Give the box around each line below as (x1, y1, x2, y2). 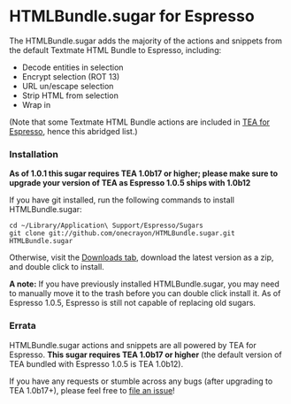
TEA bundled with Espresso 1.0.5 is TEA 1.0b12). (9, 358, 184, 369)
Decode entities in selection (21, 62, 124, 72)
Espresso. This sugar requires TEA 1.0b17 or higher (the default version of (9, 349, 283, 360)
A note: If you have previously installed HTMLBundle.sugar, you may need (9, 278, 280, 289)
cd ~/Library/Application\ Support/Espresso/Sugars (9, 221, 203, 231)
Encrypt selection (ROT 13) (21, 71, 120, 81)
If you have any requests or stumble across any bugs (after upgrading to (9, 376, 273, 386)
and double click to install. (9, 262, 104, 272)
